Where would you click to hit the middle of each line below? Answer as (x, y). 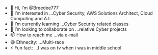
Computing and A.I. (30, 18)
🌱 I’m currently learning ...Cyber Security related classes (69, 24)
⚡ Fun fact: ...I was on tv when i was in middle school (66, 48)
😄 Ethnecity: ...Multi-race (37, 42)
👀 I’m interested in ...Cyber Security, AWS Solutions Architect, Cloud (81, 13)
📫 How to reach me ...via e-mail (44, 35)
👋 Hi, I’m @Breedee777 (34, 8)
